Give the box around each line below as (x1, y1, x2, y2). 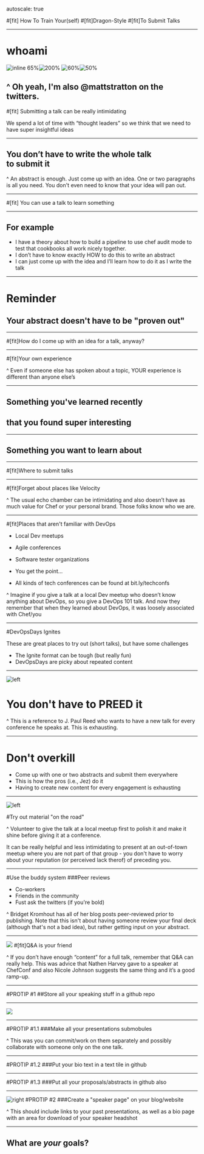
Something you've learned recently (6, 396, 143, 407)
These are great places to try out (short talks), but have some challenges (6, 640, 189, 647)
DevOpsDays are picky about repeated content (15, 658, 133, 666)
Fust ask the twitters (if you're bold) (15, 899, 105, 906)
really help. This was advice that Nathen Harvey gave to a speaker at (6, 960, 178, 967)
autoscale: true (6, 5, 44, 12)
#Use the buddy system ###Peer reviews (6, 874, 110, 882)
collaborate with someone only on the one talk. (6, 1044, 124, 1051)
